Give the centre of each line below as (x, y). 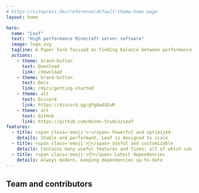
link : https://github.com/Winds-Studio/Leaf (78, 121)
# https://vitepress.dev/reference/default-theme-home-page (82, 12)
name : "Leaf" (28, 33)
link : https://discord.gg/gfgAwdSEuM (68, 105)
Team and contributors (49, 184)
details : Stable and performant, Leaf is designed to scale (92, 138)
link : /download (42, 72)
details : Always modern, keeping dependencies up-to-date (90, 160)
